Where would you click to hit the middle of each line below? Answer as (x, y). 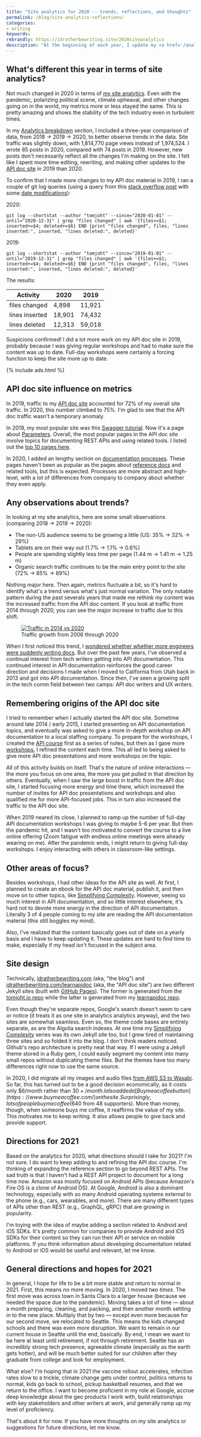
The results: (21, 280)
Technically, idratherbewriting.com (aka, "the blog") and (75, 978)
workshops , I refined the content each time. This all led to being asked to (96, 750)
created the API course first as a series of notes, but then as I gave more (96, 743)
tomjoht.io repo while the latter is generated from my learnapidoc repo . (93, 997)
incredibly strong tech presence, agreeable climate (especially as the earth (98, 1347)
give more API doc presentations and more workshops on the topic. (89, 756)
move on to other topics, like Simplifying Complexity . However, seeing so (96, 895)
